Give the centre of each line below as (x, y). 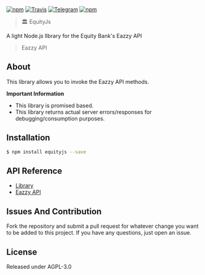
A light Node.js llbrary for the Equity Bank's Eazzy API (74, 36)
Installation (28, 138)
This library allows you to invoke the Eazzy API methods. (78, 81)
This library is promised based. (54, 105)
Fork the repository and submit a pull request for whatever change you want (102, 226)
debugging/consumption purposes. (60, 118)
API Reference (34, 171)
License (22, 252)
